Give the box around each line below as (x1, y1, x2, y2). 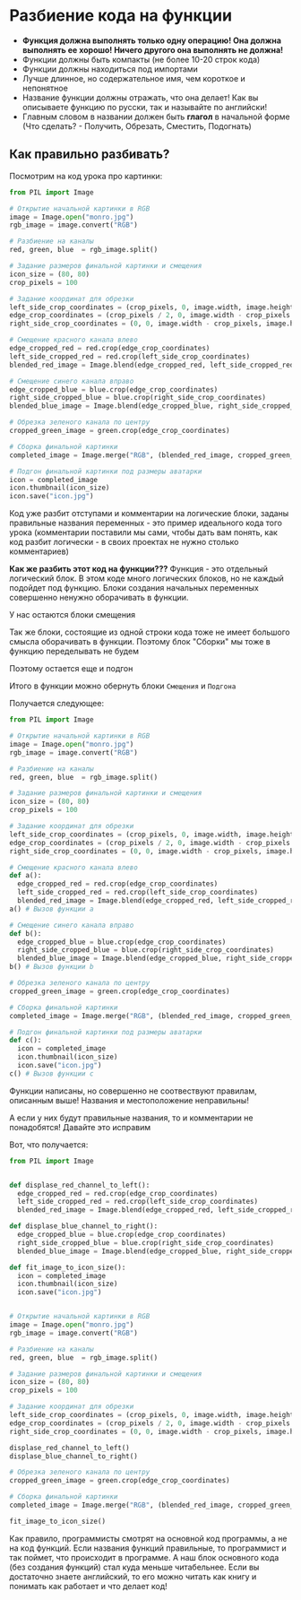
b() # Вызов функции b (9, 963, 94, 972)
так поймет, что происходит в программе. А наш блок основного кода (9, 1552, 279, 1562)
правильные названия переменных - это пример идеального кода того (9, 517, 282, 529)
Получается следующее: (9, 698, 105, 709)
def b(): (9, 929, 42, 938)
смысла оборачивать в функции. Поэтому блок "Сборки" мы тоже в (9, 636, 271, 647)
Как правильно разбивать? (9, 147, 170, 162)
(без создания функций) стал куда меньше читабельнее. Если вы (9, 1561, 260, 1572)
